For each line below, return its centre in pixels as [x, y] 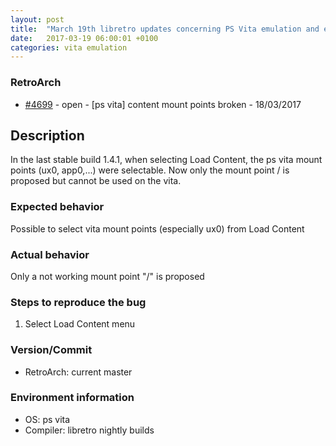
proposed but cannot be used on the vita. [96, 181]
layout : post [37, 19]
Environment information [72, 398]
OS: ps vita [47, 419]
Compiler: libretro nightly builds [89, 430]
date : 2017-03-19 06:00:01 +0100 [84, 38]
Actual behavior [50, 254]
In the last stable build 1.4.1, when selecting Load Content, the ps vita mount [166, 160]
